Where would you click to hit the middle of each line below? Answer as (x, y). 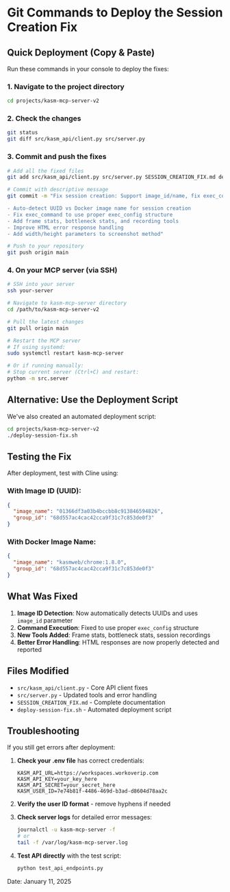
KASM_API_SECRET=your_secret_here (66, 785)
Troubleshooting (43, 731)
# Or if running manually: (46, 366)
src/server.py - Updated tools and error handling (87, 695)
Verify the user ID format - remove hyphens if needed (94, 804)
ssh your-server (30, 291)
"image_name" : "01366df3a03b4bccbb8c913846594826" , (89, 511)
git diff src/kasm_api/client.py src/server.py (76, 139)
